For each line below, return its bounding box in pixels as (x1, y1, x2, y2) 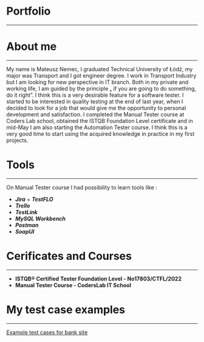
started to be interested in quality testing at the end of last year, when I (6, 97, 183, 105)
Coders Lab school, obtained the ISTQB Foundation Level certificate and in (6, 117, 193, 124)
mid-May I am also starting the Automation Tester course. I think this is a (6, 124, 188, 131)
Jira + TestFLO (15, 195, 53, 203)
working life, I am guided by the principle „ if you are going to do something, (6, 85, 196, 92)
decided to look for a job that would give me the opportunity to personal (6, 104, 186, 111)
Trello (15, 202, 30, 209)
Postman (15, 221, 39, 229)
